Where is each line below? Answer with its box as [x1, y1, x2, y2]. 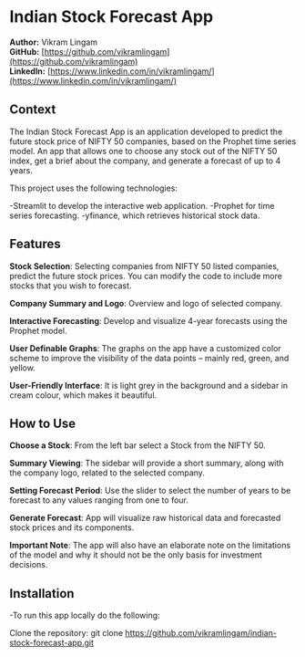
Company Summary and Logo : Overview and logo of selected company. [9, 297, 283, 308]
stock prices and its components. [9, 522, 135, 533]
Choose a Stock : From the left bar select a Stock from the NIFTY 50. [9, 440, 267, 451]
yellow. [9, 362, 36, 373]
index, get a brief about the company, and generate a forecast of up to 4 [9, 155, 281, 166]
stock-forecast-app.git [9, 637, 94, 649]
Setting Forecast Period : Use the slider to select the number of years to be [9, 485, 291, 496]
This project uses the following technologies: [9, 182, 178, 193]
